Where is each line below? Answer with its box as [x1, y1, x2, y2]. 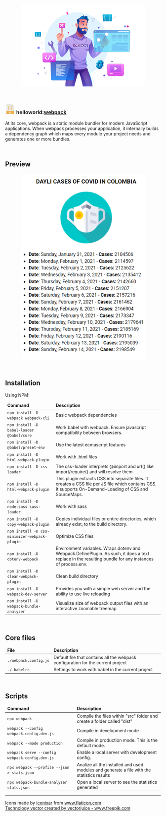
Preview [5, 160, 31, 169]
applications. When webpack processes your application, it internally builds [5, 126, 159, 131]
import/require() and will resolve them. [56, 468, 134, 475]
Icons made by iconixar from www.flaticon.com [5, 800, 101, 806]
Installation [5, 379, 41, 387]
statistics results [77, 772, 110, 778]
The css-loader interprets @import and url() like [56, 463, 154, 469]
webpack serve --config [7, 751, 56, 755]
